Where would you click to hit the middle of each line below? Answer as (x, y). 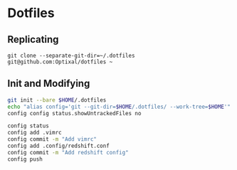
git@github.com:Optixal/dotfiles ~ (60, 62)
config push (25, 159)
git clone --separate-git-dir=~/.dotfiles (71, 55)
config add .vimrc (35, 133)
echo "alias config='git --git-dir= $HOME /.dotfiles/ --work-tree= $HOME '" (119, 107)
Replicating (33, 39)
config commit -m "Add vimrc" (52, 139)
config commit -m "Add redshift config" (68, 152)
